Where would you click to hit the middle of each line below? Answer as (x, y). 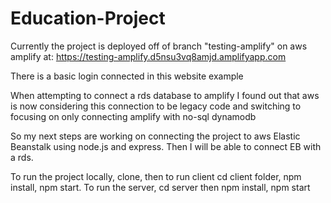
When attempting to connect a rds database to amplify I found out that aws (165, 95)
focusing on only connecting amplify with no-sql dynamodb (133, 116)
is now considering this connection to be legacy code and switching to (156, 106)
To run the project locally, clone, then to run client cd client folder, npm (156, 176)
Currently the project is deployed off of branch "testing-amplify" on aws (159, 46)
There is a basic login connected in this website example (127, 76)
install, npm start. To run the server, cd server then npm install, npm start (160, 187)
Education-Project (88, 18)
